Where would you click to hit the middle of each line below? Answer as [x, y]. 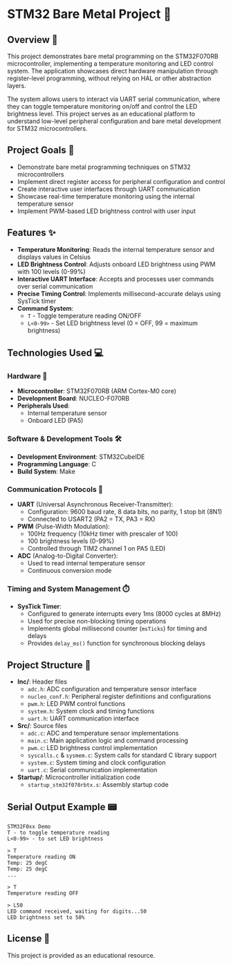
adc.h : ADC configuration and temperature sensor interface [112, 689]
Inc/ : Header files [42, 682]
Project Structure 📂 [49, 665]
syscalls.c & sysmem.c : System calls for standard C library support [122, 755]
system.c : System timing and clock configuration [96, 763]
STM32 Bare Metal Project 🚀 [89, 14]
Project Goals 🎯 [41, 151]
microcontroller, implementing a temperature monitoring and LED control [110, 64]
